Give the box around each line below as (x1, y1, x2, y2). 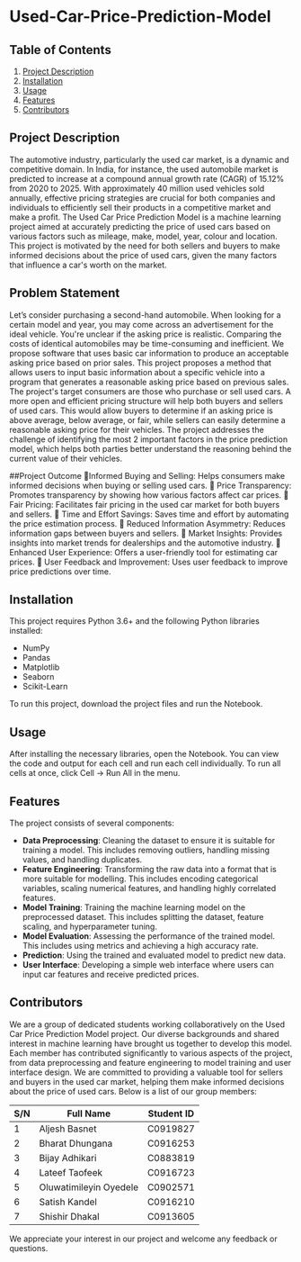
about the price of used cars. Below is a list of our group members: (9, 1086, 258, 1096)
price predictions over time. (9, 565, 111, 577)
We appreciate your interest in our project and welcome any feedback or (9, 1233, 278, 1244)
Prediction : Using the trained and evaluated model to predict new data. (22, 950, 286, 960)
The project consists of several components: (9, 817, 175, 829)
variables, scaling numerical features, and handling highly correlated (22, 883, 277, 894)
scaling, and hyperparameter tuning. (22, 921, 157, 933)
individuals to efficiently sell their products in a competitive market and (9, 202, 271, 212)
